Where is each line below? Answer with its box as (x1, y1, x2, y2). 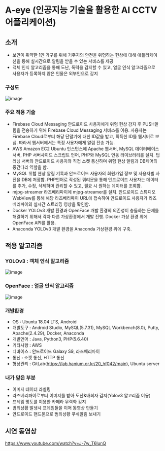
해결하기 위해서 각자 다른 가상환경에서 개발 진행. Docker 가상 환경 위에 (12, 213, 148, 220)
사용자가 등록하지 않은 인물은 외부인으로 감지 (12, 71, 99, 76)
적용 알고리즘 (5, 241, 43, 250)
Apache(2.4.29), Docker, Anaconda (12, 330, 85, 336)
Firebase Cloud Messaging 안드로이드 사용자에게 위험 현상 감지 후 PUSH (12, 121, 155, 127)
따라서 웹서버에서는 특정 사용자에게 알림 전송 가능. (19, 139, 115, 146)
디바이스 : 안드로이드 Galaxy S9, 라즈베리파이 (12, 348, 100, 354)
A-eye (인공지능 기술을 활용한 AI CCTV (5, 4, 158, 16)
